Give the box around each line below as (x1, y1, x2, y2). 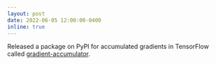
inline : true (7, 23, 45, 30)
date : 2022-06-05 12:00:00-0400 (7, 17, 101, 24)
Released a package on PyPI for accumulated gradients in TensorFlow (7, 43, 210, 51)
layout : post (7, 10, 45, 17)
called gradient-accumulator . (7, 50, 91, 58)
